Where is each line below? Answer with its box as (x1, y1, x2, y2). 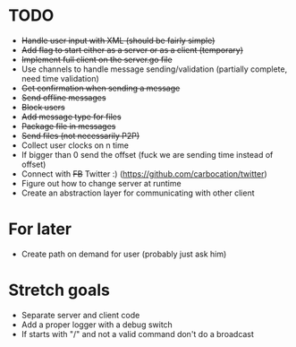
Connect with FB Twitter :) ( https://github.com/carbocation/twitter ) (21, 168, 267, 179)
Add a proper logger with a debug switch (21, 319, 173, 330)
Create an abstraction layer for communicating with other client (21, 187, 256, 198)
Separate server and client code (21, 309, 140, 320)
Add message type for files (21, 111, 122, 122)
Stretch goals (8, 280, 111, 300)
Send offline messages (21, 91, 106, 103)
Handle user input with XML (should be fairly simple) (21, 35, 216, 46)
